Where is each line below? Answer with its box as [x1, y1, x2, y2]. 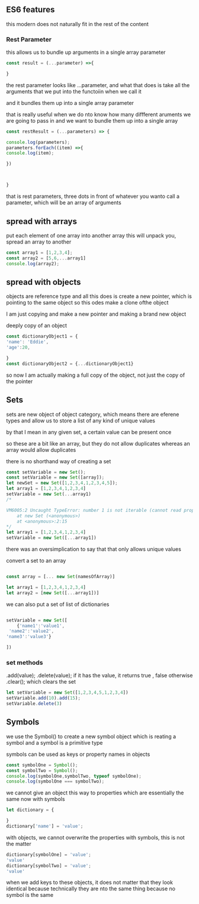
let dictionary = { [6, 807, 54, 813]
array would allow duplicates [6, 446, 76, 453]
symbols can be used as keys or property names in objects [6, 751, 150, 758]
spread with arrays [6, 216, 77, 226]
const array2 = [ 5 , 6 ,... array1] [6, 255, 86, 261]
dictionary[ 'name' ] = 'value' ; [6, 823, 84, 829]
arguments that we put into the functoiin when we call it [6, 88, 142, 95]
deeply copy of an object [6, 322, 67, 329]
